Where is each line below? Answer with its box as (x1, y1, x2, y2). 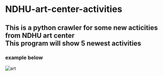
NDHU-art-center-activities (5, 3, 123, 15)
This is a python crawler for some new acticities (5, 23, 158, 32)
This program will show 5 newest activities (5, 39, 141, 47)
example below (5, 54, 43, 61)
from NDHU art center (5, 31, 75, 39)
